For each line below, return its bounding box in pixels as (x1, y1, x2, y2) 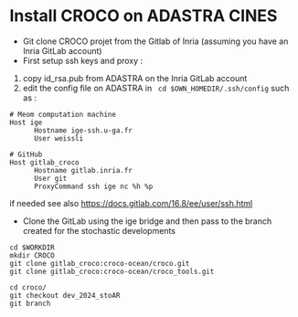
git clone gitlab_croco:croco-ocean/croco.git (9, 259, 190, 268)
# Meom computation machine (9, 110, 117, 119)
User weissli (33, 133, 84, 143)
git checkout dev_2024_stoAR (9, 291, 121, 300)
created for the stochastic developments (22, 225, 176, 236)
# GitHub (9, 150, 43, 159)
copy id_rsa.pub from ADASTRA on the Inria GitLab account (22, 72, 248, 83)
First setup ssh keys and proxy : (22, 55, 144, 66)
